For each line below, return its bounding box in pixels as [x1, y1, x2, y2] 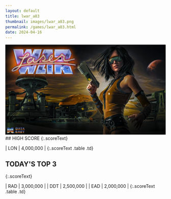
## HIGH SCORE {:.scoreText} [5, 135, 68, 141]
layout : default [5, 8, 40, 13]
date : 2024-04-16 [5, 30, 42, 35]
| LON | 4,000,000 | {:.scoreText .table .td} [5, 145, 94, 151]
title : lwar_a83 [5, 13, 40, 19]
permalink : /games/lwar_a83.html [5, 24, 76, 30]
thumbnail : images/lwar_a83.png [5, 19, 74, 24]
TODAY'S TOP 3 [5, 160, 57, 168]
